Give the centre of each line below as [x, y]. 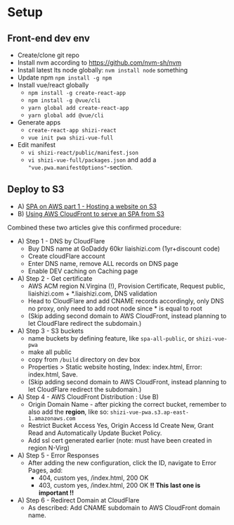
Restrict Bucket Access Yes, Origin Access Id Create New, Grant [121, 425]
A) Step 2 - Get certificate [55, 278]
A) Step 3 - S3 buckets [51, 331]
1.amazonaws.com [52, 418]
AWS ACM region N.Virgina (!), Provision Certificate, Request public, [126, 286]
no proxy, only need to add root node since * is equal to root [115, 308]
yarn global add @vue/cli [66, 115]
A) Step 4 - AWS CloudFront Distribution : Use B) [88, 397]
